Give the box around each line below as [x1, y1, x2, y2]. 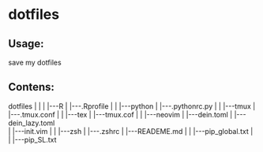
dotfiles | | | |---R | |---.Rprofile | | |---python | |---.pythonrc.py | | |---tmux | [8, 101, 256, 111]
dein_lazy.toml [8, 118, 55, 128]
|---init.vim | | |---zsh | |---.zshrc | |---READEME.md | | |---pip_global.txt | [12, 126, 254, 135]
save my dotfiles [8, 57, 62, 67]
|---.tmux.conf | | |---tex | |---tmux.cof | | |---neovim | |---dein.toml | [8, 109, 233, 119]
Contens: [8, 80, 55, 94]
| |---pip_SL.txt [8, 135, 57, 144]
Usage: [8, 37, 45, 50]
